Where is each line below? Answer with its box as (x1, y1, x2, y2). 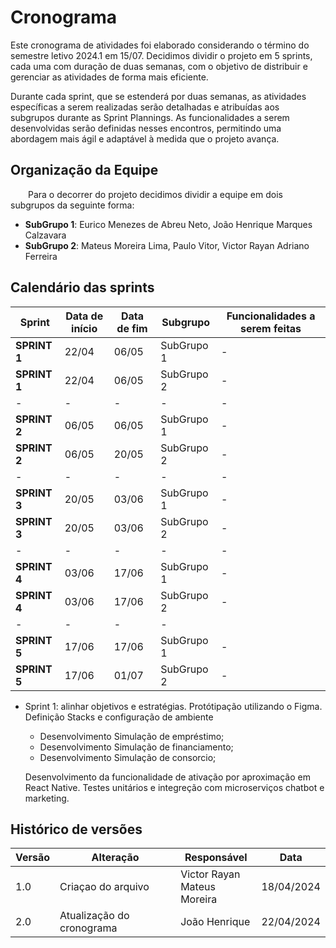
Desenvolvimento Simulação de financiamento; (39, 741, 234, 753)
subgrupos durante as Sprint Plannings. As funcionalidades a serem (10, 111, 290, 123)
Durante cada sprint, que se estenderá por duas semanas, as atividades (10, 90, 307, 102)
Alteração (91, 851, 140, 865)
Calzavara (24, 229, 67, 241)
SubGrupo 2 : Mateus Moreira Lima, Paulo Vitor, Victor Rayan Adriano (24, 239, 310, 251)
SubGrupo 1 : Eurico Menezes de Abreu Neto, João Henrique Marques (24, 218, 313, 230)
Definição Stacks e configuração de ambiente (24, 711, 214, 723)
